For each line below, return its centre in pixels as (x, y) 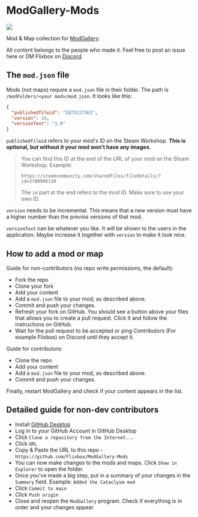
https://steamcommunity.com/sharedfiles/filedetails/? (91, 176)
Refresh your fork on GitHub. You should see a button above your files (102, 311)
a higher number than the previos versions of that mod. (74, 217)
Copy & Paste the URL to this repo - (59, 450)
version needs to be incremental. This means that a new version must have (99, 211)
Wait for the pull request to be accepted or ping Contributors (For (95, 330)
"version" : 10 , (31, 118)
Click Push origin (37, 494)
